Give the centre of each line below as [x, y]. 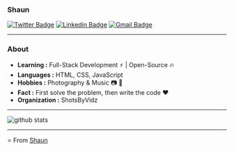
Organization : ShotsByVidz [57, 100]
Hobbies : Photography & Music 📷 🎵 [70, 82]
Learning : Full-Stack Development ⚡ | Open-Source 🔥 [95, 64]
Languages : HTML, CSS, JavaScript [70, 75]
